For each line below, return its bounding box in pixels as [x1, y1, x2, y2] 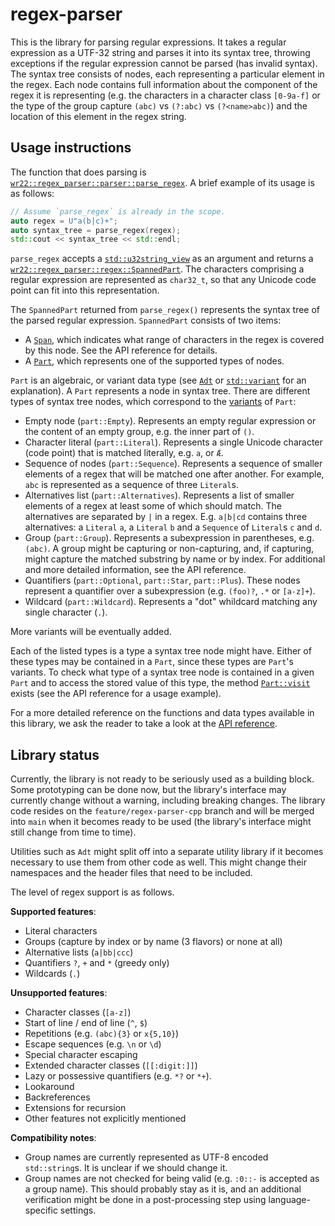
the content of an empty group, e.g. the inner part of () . [24, 426, 255, 438]
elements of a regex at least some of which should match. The [24, 500, 282, 512]
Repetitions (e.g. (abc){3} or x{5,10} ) [24, 1028, 180, 1040]
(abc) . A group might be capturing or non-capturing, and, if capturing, [24, 543, 315, 555]
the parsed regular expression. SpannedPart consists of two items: [10, 314, 282, 327]
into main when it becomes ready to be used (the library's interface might [10, 816, 312, 828]
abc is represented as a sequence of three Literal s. [24, 479, 240, 491]
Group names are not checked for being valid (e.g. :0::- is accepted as [24, 1173, 320, 1185]
